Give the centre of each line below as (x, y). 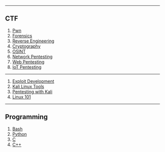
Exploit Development (33, 81)
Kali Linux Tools (28, 86)
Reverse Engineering (33, 41)
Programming (27, 117)
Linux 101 (21, 97)
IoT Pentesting (27, 67)
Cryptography (26, 46)
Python (19, 134)
